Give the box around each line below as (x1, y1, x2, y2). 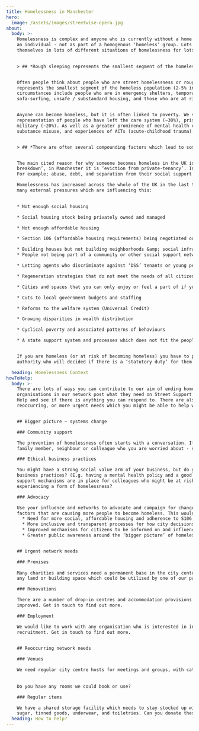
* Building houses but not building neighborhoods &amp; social (17, 247, 179, 253)
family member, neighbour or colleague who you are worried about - (17, 445, 190, 451)
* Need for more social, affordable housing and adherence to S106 (21, 516, 192, 522)
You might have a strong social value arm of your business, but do (17, 467, 190, 473)
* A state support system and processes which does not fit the (17, 337, 179, 344)
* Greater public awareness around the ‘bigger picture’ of (21, 532, 174, 538)
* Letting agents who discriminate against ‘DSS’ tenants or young (17, 263, 187, 269)
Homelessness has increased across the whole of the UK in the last (17, 182, 190, 188)
